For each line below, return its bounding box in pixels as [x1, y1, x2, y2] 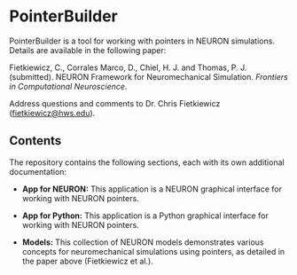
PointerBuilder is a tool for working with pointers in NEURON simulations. [9, 35, 275, 46]
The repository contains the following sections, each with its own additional [9, 157, 285, 168]
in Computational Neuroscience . [9, 81, 128, 91]
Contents [9, 133, 62, 148]
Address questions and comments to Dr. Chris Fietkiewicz [9, 98, 221, 108]
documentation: [9, 166, 67, 177]
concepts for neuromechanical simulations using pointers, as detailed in [21, 246, 285, 256]
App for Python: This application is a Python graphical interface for [21, 210, 269, 221]
